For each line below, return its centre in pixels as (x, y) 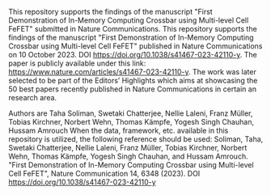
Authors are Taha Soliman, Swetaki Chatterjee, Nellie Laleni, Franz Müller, (131, 113)
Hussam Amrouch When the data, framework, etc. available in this (119, 130)
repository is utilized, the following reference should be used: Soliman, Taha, (136, 139)
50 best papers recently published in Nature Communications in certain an (133, 89)
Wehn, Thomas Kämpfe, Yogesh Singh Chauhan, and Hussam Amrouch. (128, 156)
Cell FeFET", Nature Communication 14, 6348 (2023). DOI (104, 174)
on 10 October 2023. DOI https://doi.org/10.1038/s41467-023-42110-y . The (133, 55)
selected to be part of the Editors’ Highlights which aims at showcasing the (133, 81)
